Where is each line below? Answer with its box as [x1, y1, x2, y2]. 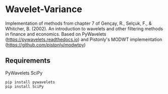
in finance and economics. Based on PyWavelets [5, 31, 106, 37]
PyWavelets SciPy [5, 70, 43, 76]
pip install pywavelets [5, 79, 55, 84]
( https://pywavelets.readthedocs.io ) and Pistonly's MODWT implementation [5, 36, 162, 42]
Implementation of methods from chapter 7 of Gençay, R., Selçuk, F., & [5, 20, 152, 26]
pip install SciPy [5, 84, 44, 89]
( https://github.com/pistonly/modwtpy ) [5, 41, 86, 48]
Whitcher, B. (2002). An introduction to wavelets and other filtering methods [5, 25, 163, 31]
